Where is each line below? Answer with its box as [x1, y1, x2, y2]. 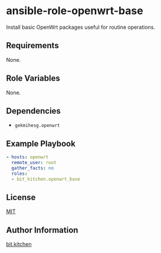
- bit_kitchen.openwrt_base [11, 176, 81, 182]
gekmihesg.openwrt [14, 122, 60, 129]
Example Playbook [6, 138, 75, 148]
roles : [11, 171, 28, 177]
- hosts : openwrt [6, 154, 49, 160]
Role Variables [6, 74, 60, 84]
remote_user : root [11, 160, 57, 166]
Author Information [6, 225, 78, 235]
